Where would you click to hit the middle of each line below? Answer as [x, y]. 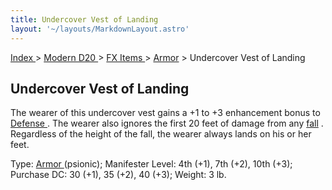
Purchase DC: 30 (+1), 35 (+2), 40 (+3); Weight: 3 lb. [118, 175]
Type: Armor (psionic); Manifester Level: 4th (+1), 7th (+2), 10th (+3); [151, 164]
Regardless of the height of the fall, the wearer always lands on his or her [161, 134]
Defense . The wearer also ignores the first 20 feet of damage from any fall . [167, 123]
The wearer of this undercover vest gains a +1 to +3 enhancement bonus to [165, 113]
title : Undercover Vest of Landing [84, 19]
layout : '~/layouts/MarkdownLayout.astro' [100, 29]
